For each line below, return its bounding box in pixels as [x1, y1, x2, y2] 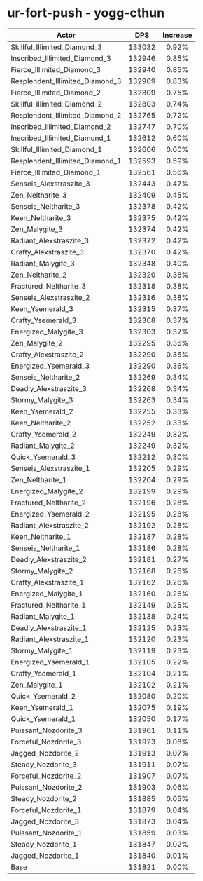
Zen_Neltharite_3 [10, 190, 67, 200]
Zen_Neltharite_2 [10, 270, 67, 280]
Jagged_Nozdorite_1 [10, 850, 80, 860]
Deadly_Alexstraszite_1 [10, 622, 87, 632]
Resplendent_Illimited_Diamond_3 [10, 76, 122, 86]
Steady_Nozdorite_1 [10, 839, 77, 849]
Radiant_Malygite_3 [10, 258, 76, 268]
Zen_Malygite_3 [10, 224, 63, 234]
